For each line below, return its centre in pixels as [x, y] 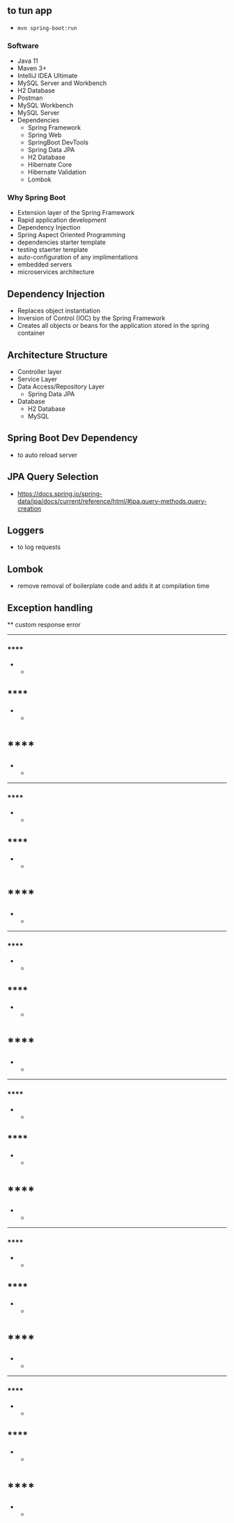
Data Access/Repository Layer [61, 387]
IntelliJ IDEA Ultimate [47, 76]
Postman [30, 98]
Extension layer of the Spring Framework [76, 213]
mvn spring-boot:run [47, 28]
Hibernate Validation [57, 172]
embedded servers [45, 264]
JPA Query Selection [53, 477]
